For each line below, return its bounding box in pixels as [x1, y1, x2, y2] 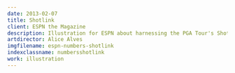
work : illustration [7, 56, 64, 63]
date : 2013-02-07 [7, 10, 58, 17]
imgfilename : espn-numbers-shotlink [7, 42, 114, 49]
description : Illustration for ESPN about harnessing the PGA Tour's [7, 29, 215, 37]
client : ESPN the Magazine [7, 23, 86, 30]
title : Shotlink [7, 17, 55, 24]
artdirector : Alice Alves [7, 36, 83, 43]
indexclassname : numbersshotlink [7, 49, 105, 56]
